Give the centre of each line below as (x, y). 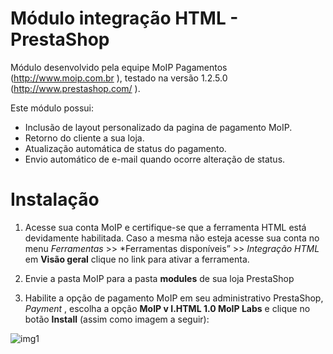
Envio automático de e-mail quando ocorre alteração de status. (155, 159)
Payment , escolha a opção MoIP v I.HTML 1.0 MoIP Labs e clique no (167, 308)
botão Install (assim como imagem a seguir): (117, 319)
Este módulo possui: (52, 108)
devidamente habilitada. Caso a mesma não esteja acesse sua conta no (172, 238)
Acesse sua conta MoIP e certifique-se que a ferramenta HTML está (165, 227)
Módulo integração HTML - (124, 18)
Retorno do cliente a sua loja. (84, 138)
